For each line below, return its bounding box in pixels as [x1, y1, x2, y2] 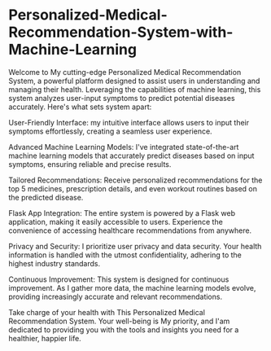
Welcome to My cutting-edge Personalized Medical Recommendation [8, 67, 242, 77]
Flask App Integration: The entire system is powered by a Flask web [8, 208, 236, 217]
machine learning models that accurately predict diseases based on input [8, 151, 255, 160]
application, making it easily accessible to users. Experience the [8, 217, 224, 226]
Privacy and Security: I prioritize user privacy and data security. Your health [8, 241, 262, 251]
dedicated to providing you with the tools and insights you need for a [8, 324, 239, 335]
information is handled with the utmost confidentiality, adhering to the [8, 250, 243, 260]
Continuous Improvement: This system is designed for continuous [8, 274, 229, 284]
